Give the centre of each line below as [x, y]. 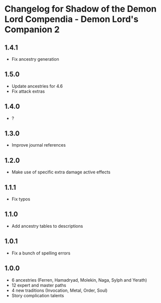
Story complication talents [38, 295]
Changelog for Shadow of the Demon [80, 9]
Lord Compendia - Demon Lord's [72, 19]
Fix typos [21, 199]
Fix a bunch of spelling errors [41, 253]
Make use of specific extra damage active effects [61, 172]
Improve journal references [39, 145]
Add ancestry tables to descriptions [47, 226]
